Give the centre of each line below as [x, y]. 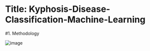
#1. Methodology [22, 33]
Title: [16, 9]
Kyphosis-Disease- [70, 9]
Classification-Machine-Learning [75, 20]
